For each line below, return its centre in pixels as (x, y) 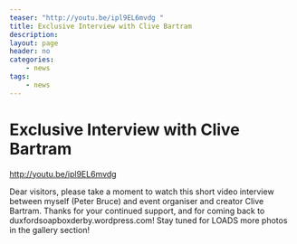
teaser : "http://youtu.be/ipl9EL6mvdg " (87, 18)
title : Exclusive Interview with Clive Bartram (101, 26)
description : (34, 34)
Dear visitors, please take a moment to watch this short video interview (142, 192)
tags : (19, 77)
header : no (30, 52)
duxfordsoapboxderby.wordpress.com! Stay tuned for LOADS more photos (148, 220)
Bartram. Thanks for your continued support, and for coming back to (137, 211)
